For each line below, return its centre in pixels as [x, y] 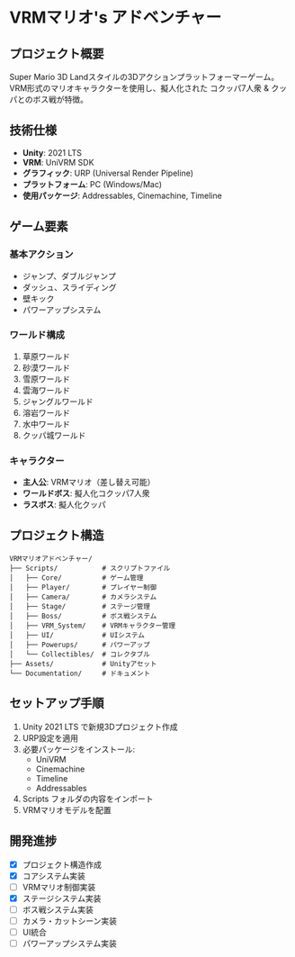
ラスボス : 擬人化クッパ [64, 505]
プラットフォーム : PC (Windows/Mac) [92, 184]
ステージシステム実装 [62, 898]
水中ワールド [46, 424]
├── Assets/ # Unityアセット [83, 664]
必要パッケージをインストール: [79, 749]
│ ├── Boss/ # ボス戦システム [83, 616]
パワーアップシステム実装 [69, 943]
